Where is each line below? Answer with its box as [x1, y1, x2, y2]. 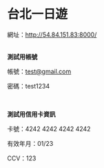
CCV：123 [7, 153, 37, 162]
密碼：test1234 [7, 82, 50, 90]
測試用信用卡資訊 [7, 110, 56, 118]
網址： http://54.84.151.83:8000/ [7, 30, 97, 39]
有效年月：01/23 [7, 139, 54, 147]
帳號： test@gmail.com [7, 67, 72, 75]
